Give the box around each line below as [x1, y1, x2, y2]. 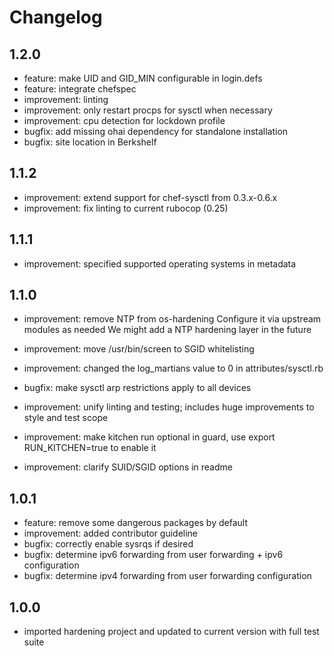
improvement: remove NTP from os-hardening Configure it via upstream [23, 313, 322, 325]
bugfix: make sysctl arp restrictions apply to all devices [23, 382, 252, 394]
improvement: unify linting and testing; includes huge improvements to [23, 401, 315, 413]
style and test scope [23, 412, 109, 424]
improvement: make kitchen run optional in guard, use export [23, 431, 276, 443]
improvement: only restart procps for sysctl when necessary [23, 104, 273, 116]
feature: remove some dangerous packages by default [23, 517, 248, 529]
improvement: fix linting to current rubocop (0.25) [23, 202, 229, 214]
